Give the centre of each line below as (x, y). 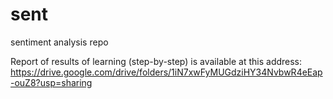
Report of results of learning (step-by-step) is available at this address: (156, 61)
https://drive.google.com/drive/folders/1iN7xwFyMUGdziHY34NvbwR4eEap (166, 72)
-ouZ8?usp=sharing (51, 82)
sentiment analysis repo (59, 42)
